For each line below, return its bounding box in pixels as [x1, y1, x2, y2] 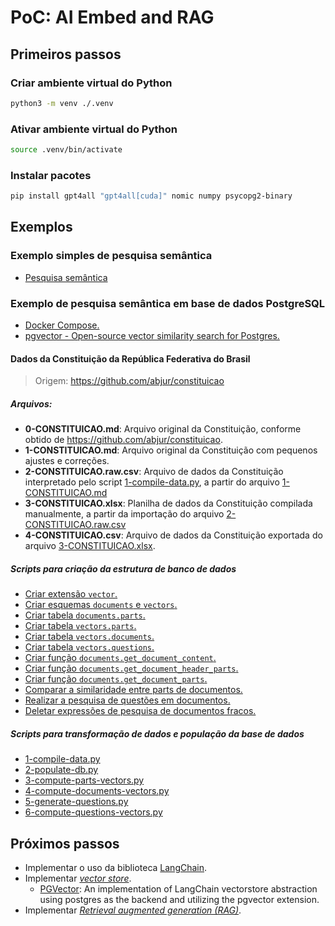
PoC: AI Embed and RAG [10, 6, 215, 29]
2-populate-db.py [24, 764, 99, 776]
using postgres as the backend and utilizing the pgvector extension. [39, 894, 320, 905]
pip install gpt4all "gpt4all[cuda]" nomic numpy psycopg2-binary [10, 191, 293, 201]
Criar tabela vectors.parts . [24, 620, 137, 632]
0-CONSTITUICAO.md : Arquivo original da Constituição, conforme [24, 423, 302, 435]
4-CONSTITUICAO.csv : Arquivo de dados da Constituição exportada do [24, 529, 323, 541]
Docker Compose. [24, 319, 100, 331]
